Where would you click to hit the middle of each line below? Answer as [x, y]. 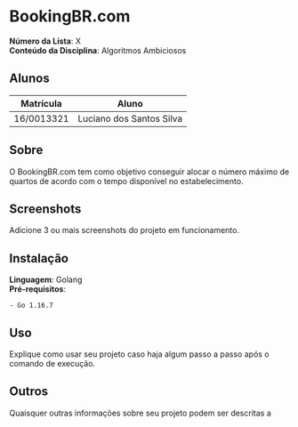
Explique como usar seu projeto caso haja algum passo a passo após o [139, 354]
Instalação [39, 258]
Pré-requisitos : [38, 289]
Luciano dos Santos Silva [130, 118]
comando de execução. [52, 363]
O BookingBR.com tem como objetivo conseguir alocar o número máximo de [149, 172]
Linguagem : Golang [46, 280]
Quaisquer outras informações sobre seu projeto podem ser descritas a [140, 413]
